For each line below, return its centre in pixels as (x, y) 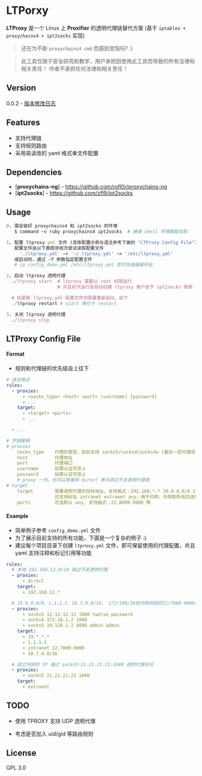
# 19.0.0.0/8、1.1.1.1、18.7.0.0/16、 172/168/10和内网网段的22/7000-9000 (103, 603)
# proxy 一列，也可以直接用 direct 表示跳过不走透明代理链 (83, 480)
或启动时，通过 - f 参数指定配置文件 (53, 259)
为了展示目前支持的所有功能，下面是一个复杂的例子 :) (81, 538)
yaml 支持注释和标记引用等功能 (53, 553)
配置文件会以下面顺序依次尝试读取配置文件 (59, 248)
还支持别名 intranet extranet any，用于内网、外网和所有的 (122, 497)
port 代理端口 (45, 463)
